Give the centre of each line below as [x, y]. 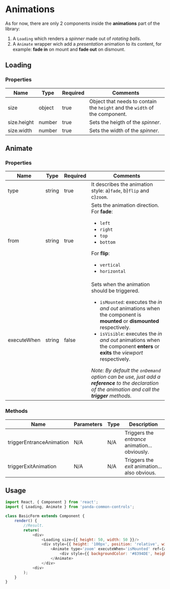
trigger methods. [111, 396]
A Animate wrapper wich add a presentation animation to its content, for [87, 44]
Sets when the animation [120, 285]
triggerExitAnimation [32, 466]
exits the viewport [121, 353]
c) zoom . [99, 197]
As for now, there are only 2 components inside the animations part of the [83, 23]
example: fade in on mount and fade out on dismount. [69, 49]
